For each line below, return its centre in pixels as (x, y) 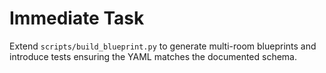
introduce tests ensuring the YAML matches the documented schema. (153, 56)
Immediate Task (77, 18)
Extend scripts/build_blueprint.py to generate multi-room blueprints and (163, 46)
